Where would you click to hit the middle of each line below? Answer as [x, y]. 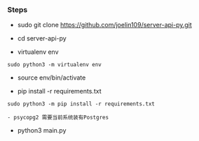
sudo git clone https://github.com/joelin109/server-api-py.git [105, 25]
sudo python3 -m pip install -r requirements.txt [81, 104]
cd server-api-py [42, 38]
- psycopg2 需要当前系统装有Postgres [58, 118]
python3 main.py [42, 131]
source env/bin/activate [52, 77]
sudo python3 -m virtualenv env [54, 65]
